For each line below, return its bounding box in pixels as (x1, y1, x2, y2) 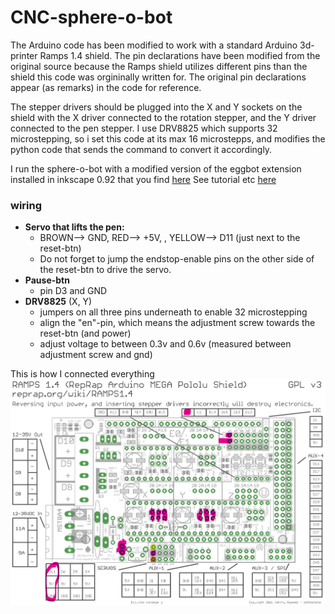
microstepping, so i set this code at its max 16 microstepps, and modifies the (10, 132, 326, 145)
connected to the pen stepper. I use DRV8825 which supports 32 (10, 122, 278, 134)
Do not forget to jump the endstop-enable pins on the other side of (39, 253, 315, 265)
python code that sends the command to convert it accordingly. (10, 143, 273, 155)
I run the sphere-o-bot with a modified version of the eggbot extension (10, 162, 302, 175)
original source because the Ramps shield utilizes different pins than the (10, 60, 308, 72)
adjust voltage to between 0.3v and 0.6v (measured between (39, 338, 292, 350)
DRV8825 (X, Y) (24, 296, 93, 308)
